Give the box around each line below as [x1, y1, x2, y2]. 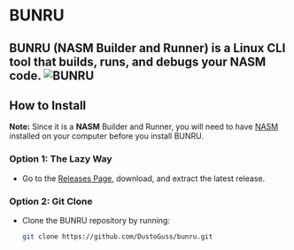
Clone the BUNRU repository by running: [21, 215, 171, 225]
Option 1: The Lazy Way [9, 153, 112, 165]
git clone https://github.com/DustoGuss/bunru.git [21, 231, 213, 241]
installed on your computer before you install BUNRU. [9, 131, 205, 141]
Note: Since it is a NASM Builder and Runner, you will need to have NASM [9, 121, 279, 133]
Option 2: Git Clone [9, 195, 93, 208]
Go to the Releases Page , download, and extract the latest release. [21, 173, 266, 184]
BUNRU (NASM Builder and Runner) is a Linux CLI [9, 41, 286, 56]
